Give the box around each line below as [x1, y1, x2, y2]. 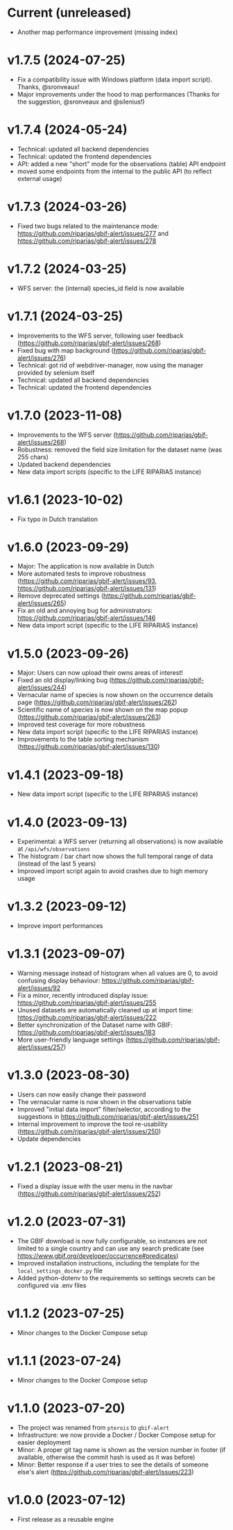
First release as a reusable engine [17, 1515, 114, 1523]
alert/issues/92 [17, 984, 61, 992]
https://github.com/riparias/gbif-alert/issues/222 [17, 1014, 157, 1022]
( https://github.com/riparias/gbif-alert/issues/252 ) [17, 1190, 162, 1197]
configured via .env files [17, 1281, 87, 1289]
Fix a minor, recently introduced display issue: [17, 991, 149, 1000]
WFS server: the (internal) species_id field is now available [17, 284, 185, 292]
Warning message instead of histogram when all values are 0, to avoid [17, 969, 218, 978]
